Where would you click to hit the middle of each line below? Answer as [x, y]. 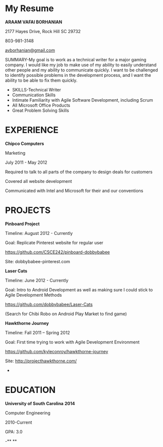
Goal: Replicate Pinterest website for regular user [54, 242]
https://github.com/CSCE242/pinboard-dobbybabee [58, 252]
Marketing [15, 153]
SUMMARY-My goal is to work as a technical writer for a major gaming [76, 59]
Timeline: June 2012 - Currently [37, 280]
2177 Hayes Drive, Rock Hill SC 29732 [43, 31]
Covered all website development [38, 181]
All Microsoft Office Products [41, 105]
